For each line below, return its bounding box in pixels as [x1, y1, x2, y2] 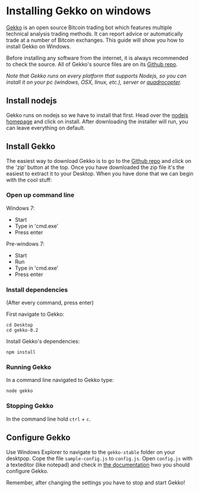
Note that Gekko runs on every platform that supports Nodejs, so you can [6, 72, 187, 79]
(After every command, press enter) [6, 299, 94, 306]
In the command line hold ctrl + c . [6, 415, 91, 422]
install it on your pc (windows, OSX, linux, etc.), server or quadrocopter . [6, 79, 182, 86]
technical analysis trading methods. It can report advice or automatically [6, 30, 183, 37]
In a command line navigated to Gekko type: [6, 377, 114, 384]
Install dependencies [6, 286, 68, 294]
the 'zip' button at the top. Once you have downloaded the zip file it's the [6, 164, 185, 171]
